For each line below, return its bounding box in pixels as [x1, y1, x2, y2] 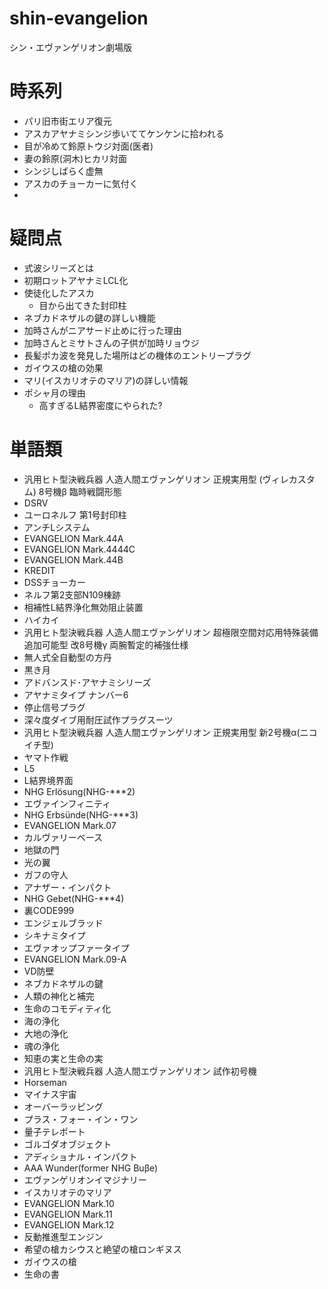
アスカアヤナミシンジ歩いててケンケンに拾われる [23, 127, 225, 139]
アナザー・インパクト [23, 881, 112, 893]
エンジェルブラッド [23, 917, 104, 929]
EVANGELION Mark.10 [23, 1197, 115, 1209]
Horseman [23, 1076, 67, 1088]
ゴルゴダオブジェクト [23, 1138, 112, 1150]
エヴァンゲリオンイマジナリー [23, 1173, 147, 1186]
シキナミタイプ [23, 929, 86, 941]
